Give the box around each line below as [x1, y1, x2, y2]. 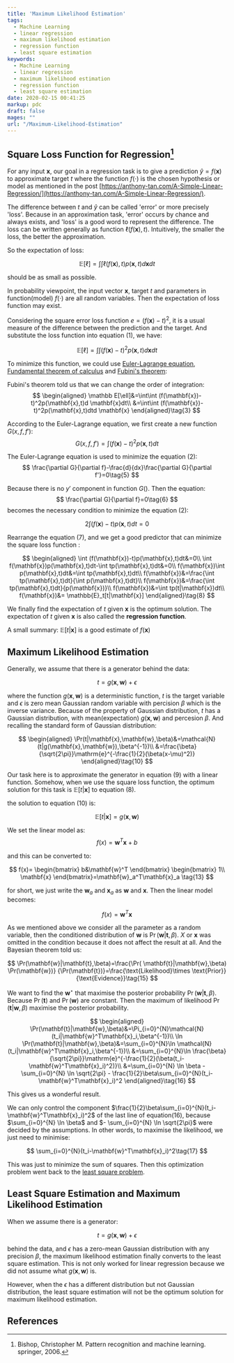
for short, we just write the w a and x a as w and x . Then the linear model [7, 886, 213, 896]
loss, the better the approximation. [7, 233, 106, 241]
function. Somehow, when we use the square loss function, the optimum [7, 778, 214, 786]
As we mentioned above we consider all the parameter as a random [7, 923, 201, 932]
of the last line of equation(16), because [96, 1111, 211, 1119]
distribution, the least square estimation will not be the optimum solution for [7, 1288, 224, 1296]
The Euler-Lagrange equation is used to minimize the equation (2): [7, 452, 198, 461]
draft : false [7, 108, 45, 115]
